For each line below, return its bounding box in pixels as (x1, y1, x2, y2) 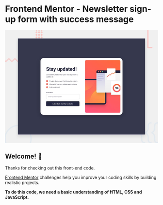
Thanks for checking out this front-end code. (5, 165, 95, 171)
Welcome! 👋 (5, 152, 42, 160)
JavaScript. (5, 194, 29, 200)
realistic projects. (5, 180, 40, 186)
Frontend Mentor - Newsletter (5, 3, 128, 15)
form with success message (17, 14, 134, 25)
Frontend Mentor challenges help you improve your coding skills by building (5, 174, 157, 181)
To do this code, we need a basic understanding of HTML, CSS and (5, 189, 142, 195)
